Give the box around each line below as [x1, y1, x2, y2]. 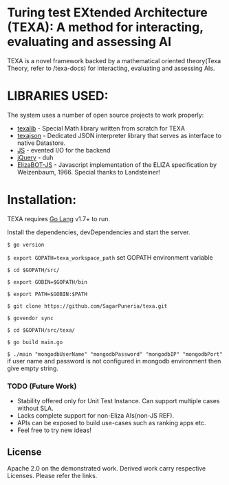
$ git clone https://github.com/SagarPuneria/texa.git [7, 302, 168, 310]
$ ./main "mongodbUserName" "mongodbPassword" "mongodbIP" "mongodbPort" [7, 350, 223, 358]
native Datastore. [17, 139, 66, 147]
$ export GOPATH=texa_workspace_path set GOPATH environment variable [7, 253, 213, 262]
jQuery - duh [17, 153, 54, 161]
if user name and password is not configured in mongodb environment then [7, 357, 221, 365]
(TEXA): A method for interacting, [7, 19, 204, 35]
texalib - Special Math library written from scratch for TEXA [17, 124, 186, 132]
